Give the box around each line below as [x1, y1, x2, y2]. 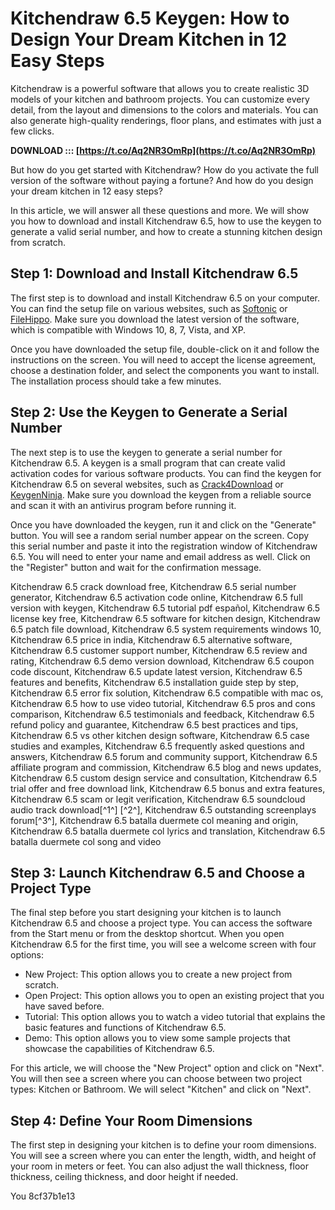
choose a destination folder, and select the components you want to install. [10, 364, 320, 376]
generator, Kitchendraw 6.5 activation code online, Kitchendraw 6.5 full [10, 591, 303, 603]
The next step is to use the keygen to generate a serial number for [10, 446, 283, 458]
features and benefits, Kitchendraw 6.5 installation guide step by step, [10, 676, 299, 688]
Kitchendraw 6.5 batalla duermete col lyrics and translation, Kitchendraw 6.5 [10, 825, 326, 837]
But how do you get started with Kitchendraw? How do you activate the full [10, 163, 320, 176]
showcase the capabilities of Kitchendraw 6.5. [24, 1043, 215, 1055]
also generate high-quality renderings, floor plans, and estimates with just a [10, 114, 322, 126]
